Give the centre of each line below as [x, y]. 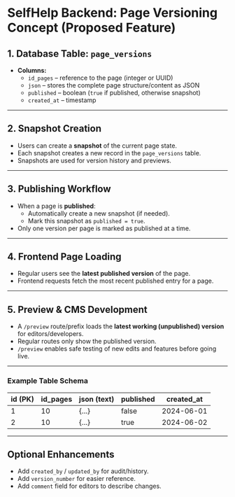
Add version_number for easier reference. [77, 479]
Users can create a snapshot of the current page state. [97, 146]
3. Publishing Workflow [59, 189]
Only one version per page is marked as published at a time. [104, 228]
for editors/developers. [50, 334]
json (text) [97, 399]
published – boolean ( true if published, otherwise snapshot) [114, 93]
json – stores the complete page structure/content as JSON [114, 85]
